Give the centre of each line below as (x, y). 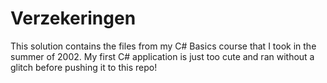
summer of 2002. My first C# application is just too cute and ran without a (162, 56)
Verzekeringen (73, 18)
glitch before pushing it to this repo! (84, 67)
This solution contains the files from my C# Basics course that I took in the (163, 46)
